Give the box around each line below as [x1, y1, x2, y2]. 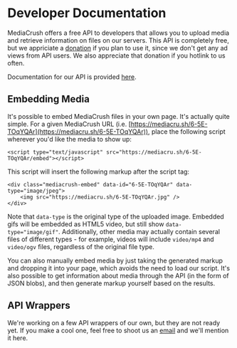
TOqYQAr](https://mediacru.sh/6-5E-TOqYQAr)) [7, 127, 148, 136]
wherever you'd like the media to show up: [7, 135, 132, 143]
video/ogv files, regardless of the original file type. [7, 242, 155, 251]
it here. [7, 333, 28, 342]
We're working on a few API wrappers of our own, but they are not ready [7, 318, 221, 327]
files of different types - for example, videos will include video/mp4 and [7, 235, 215, 243]
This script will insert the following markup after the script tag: [7, 167, 190, 176]
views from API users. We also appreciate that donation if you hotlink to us [7, 51, 226, 60]
